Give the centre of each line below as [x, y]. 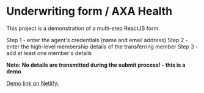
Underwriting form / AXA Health [89, 11]
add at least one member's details [49, 53]
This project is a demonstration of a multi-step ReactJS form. [83, 28]
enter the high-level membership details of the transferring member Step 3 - [102, 46]
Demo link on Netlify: [33, 83]
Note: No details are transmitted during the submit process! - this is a [96, 65]
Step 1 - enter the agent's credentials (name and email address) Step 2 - [97, 40]
